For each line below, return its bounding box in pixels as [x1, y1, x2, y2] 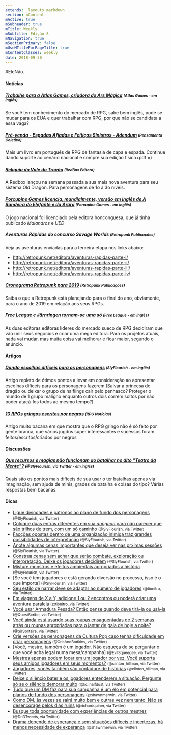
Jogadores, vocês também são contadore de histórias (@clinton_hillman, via [12, 666, 165, 672]
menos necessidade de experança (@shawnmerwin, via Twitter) [12, 724, 137, 730]
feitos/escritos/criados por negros [5, 434, 77, 441]
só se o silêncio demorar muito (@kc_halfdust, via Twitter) [12, 681, 126, 687]
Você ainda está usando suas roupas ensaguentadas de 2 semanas [12, 617, 154, 623]
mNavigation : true [5, 36, 44, 41]
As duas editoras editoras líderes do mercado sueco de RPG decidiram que [5, 324, 163, 331]
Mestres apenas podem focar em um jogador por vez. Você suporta [12, 655, 155, 661]
